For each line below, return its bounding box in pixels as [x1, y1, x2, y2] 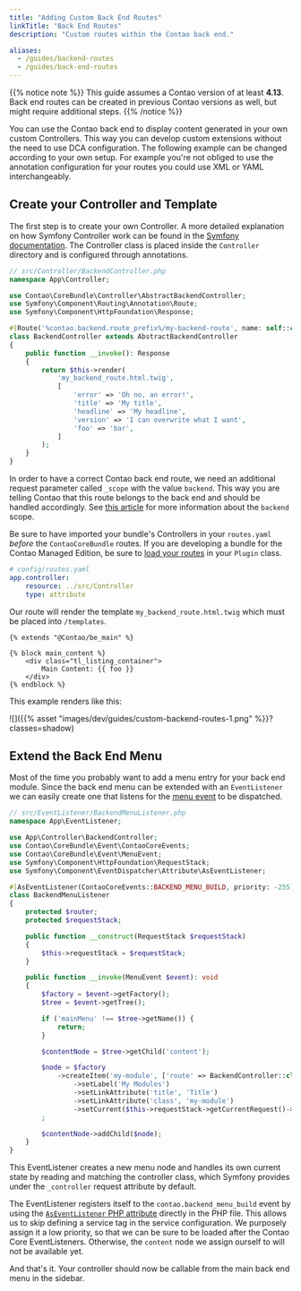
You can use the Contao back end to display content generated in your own [9, 124, 288, 134]
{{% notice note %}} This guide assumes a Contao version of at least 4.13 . [9, 87, 284, 98]
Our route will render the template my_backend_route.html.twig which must [9, 606, 285, 617]
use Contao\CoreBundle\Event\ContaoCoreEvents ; [9, 842, 191, 851]
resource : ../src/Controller [25, 581, 134, 591]
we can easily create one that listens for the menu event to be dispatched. [9, 791, 283, 802]
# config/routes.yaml [9, 565, 90, 574]
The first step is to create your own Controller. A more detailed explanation [9, 220, 285, 231]
